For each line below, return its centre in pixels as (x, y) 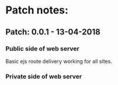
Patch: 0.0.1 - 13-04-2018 (53, 32)
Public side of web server (43, 49)
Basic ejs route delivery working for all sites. (59, 61)
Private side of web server (44, 76)
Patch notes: (37, 10)
